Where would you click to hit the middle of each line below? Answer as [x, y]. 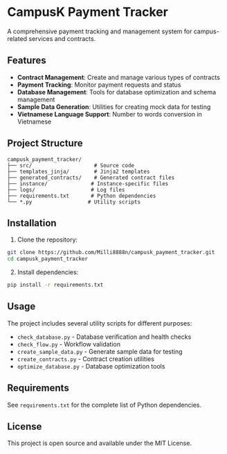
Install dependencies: [48, 272]
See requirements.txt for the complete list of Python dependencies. [105, 405]
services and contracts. [62, 38]
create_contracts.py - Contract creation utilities [85, 359]
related [17, 38]
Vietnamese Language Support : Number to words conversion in [109, 114]
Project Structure [45, 143]
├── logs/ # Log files [66, 190]
